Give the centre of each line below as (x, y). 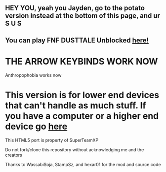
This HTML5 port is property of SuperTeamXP (52, 140)
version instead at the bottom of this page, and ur (83, 16)
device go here (36, 126)
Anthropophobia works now (33, 75)
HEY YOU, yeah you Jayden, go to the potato (75, 8)
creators (14, 155)
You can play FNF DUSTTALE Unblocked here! (77, 40)
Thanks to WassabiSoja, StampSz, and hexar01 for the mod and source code (83, 164)
